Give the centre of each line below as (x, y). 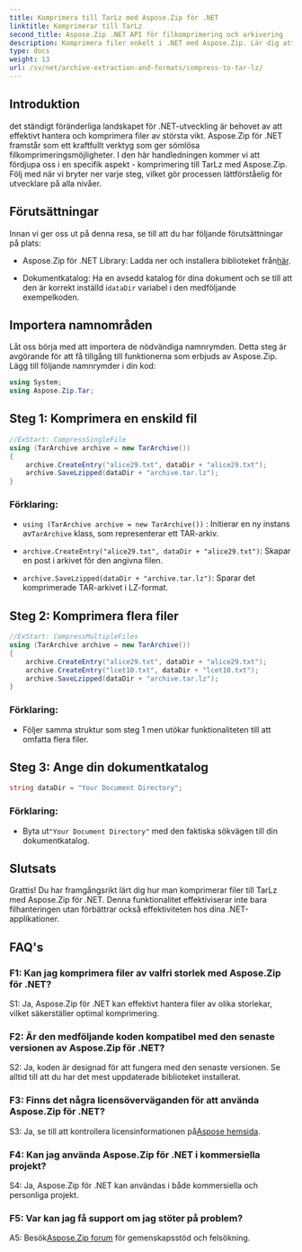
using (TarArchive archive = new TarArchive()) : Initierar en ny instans (156, 524)
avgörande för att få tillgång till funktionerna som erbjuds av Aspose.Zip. (143, 356)
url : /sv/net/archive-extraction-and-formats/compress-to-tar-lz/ (136, 68)
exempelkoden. (51, 297)
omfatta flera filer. (55, 739)
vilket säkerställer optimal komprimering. (84, 1013)
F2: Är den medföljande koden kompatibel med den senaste (142, 1037)
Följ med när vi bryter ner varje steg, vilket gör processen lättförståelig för (146, 174)
